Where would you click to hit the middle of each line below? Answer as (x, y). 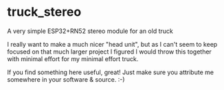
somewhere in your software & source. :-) (66, 79)
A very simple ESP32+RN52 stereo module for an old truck (90, 31)
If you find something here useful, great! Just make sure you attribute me (111, 72)
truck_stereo (44, 12)
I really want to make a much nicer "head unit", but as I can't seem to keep (112, 44)
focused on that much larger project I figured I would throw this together (109, 52)
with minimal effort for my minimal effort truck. (73, 58)
